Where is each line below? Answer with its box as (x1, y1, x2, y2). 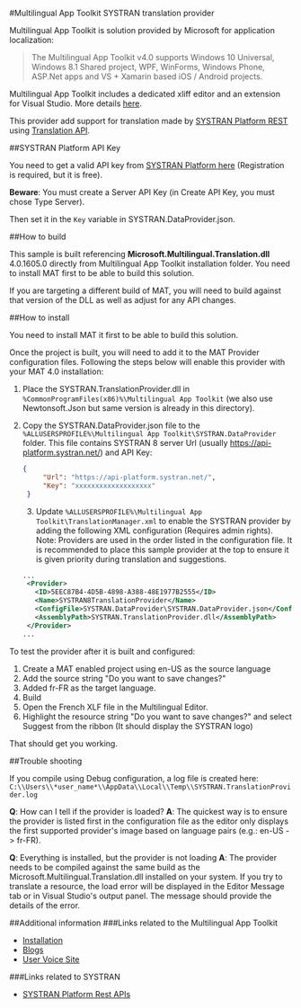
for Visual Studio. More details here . (9, 98, 142, 109)
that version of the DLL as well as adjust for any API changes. (9, 295, 236, 305)
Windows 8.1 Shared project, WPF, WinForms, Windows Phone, (31, 62, 265, 72)
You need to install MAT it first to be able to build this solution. (9, 330, 238, 340)
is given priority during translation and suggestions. (35, 553, 227, 565)
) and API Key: (100, 447, 153, 458)
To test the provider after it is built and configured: (9, 646, 196, 656)
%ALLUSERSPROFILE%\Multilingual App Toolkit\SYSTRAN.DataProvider (22, 430, 277, 439)
